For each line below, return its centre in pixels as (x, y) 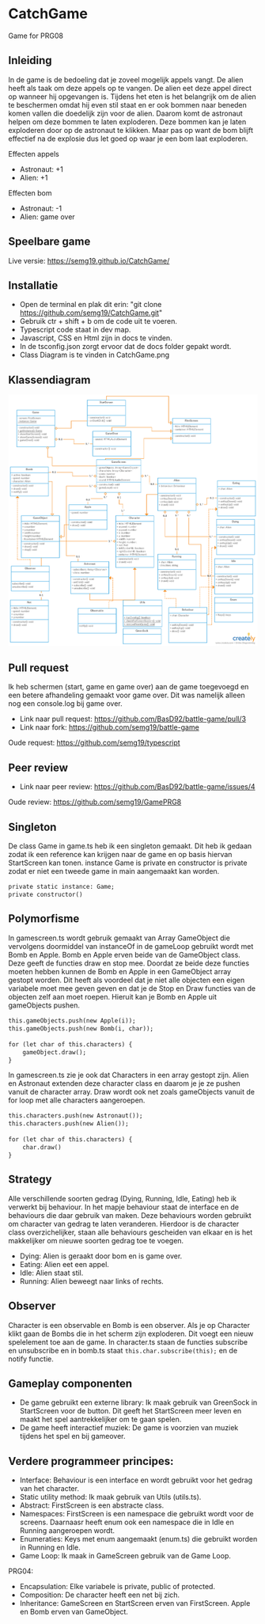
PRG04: (21, 1571)
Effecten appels (34, 154)
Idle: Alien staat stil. (51, 1273)
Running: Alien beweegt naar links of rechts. (91, 1281)
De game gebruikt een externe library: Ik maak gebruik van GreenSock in (138, 1402)
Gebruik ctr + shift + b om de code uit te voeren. (98, 321)
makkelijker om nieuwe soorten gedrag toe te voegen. (96, 1240)
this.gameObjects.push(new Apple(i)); (72, 1021)
